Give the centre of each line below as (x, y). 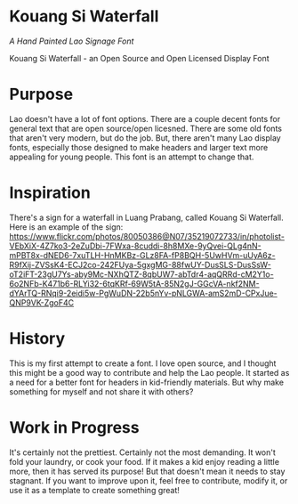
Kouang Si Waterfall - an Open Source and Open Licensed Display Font (139, 58)
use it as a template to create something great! (95, 490)
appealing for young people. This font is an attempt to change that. (132, 157)
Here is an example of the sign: (66, 227)
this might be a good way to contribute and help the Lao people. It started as (149, 372)
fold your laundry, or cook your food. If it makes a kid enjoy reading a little (145, 461)
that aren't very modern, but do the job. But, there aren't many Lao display (145, 138)
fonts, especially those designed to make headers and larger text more (139, 147)
